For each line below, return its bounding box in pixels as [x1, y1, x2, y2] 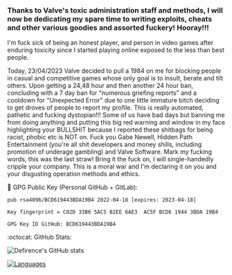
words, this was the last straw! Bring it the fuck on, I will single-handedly [7, 155, 214, 163]
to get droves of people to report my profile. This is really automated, [7, 103, 204, 112]
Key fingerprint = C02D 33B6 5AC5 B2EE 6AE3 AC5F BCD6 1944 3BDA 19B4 [7, 209, 218, 216]
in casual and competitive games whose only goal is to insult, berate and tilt [7, 74, 224, 82]
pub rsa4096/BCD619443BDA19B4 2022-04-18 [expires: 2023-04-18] [7, 197, 197, 204]
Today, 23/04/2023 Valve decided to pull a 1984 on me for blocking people [7, 66, 222, 75]
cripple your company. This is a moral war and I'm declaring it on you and [7, 162, 217, 171]
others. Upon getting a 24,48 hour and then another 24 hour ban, [7, 82, 194, 90]
